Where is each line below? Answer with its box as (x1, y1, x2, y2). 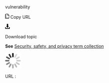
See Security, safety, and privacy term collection (5, 43, 104, 49)
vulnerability (5, 4, 31, 10)
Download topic (5, 34, 37, 40)
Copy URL (10, 14, 31, 20)
